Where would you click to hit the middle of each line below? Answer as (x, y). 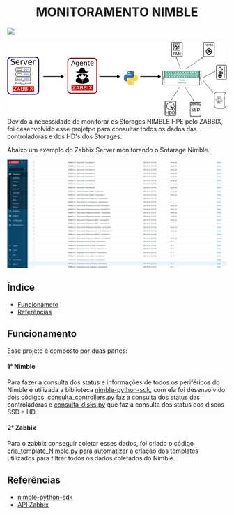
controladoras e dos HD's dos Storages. (65, 136)
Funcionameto (38, 304)
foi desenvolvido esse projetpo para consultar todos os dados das (102, 129)
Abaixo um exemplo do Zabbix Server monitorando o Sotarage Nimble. (109, 150)
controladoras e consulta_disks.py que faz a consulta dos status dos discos (116, 404)
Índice (21, 288)
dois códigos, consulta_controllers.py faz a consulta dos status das (104, 397)
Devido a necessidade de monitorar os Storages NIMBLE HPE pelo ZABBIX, (115, 121)
